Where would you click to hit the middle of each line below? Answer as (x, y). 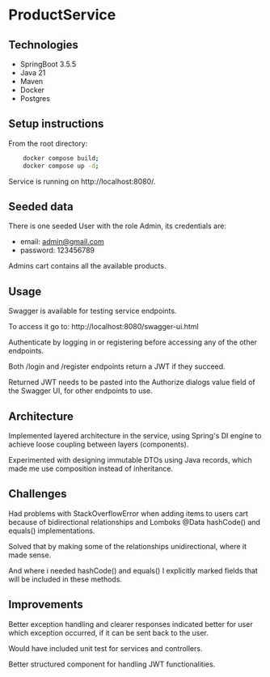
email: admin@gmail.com (62, 242)
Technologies (44, 45)
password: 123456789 (57, 250)
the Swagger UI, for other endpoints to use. (80, 391)
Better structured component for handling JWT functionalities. (112, 664)
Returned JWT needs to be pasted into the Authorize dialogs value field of (132, 383)
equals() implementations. (52, 531)
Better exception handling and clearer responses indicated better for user (131, 624)
